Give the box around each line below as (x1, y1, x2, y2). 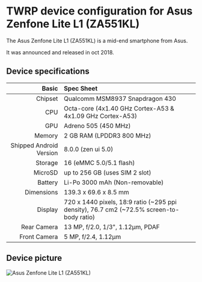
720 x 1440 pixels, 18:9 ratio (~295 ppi (64, 197, 177, 206)
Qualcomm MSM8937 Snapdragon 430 (64, 94, 176, 103)
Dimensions (25, 188, 58, 196)
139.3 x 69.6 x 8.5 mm (64, 188, 129, 196)
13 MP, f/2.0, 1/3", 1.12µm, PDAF (64, 222, 161, 231)
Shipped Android (10, 141, 58, 149)
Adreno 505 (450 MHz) (64, 121, 131, 130)
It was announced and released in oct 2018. (6, 48, 114, 56)
